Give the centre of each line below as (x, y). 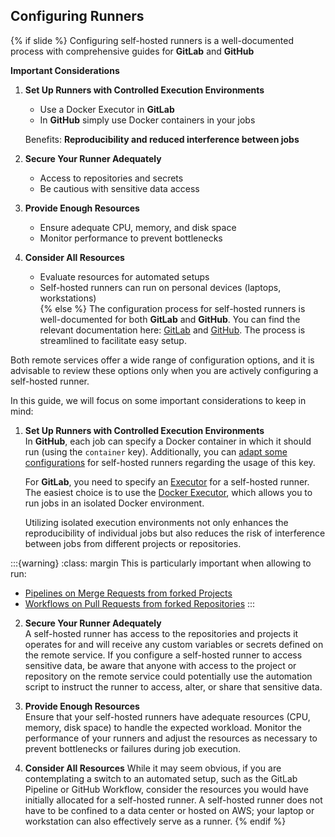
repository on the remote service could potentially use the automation (168, 676)
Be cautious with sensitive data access (119, 188)
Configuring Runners (77, 16)
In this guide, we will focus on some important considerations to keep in (158, 400)
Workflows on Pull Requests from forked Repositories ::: (140, 603)
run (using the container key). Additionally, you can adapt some (156, 451)
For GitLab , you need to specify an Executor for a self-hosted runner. (167, 481)
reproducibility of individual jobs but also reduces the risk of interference (175, 533)
